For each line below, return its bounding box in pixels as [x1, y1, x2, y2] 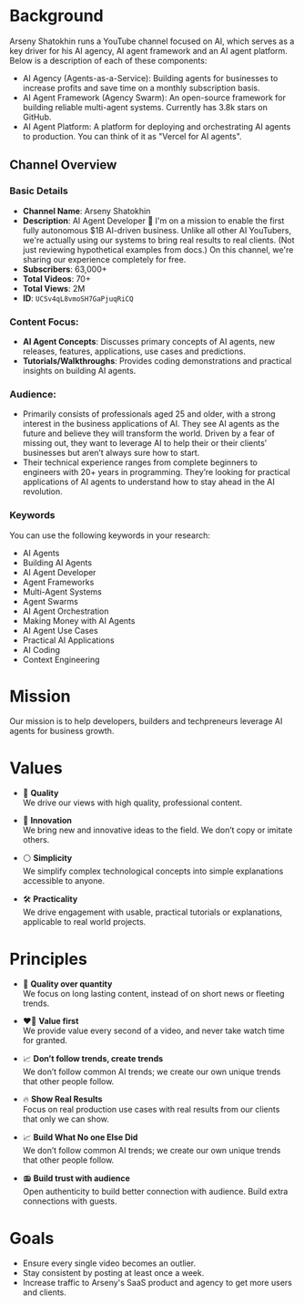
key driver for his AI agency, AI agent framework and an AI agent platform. [9, 45, 289, 56]
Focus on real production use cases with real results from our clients [22, 1104, 280, 1115]
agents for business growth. [9, 726, 115, 737]
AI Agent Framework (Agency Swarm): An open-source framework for [22, 92, 287, 103]
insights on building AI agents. [22, 365, 137, 376]
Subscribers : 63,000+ [22, 264, 107, 274]
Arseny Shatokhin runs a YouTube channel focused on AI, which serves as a [9, 36, 295, 47]
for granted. [22, 1035, 68, 1046]
